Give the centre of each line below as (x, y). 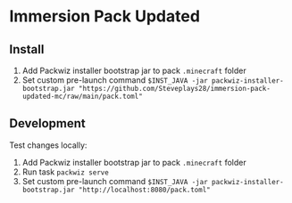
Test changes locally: (48, 145)
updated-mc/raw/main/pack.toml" (82, 96)
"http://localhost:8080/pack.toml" (145, 190)
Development (48, 123)
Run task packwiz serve (65, 172)
